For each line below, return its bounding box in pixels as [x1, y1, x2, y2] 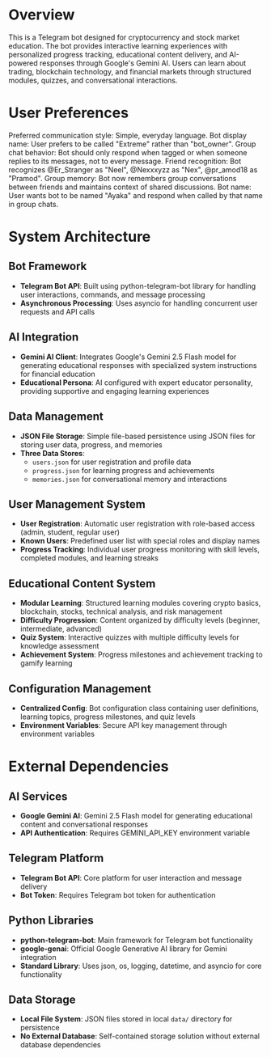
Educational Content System [8, 577, 156, 590]
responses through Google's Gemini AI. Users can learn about [39, 58, 247, 68]
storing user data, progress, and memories [19, 439, 163, 450]
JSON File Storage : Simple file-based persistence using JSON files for [19, 431, 256, 441]
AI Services [8, 789, 68, 803]
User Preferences [8, 104, 129, 122]
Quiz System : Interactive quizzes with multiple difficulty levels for [19, 632, 240, 642]
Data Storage [8, 992, 76, 1006]
